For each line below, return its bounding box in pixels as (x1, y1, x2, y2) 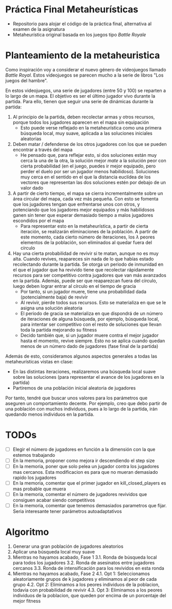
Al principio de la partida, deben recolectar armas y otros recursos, (12, 114, 155, 120)
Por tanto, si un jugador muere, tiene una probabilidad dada (20, 288, 147, 294)
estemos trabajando (12, 452, 55, 458)
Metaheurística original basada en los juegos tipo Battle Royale (12, 31, 146, 38)
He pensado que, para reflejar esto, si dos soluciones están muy (20, 152, 157, 158)
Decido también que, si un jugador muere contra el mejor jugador (20, 332, 159, 338)
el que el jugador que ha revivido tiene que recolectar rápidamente (12, 266, 154, 273)
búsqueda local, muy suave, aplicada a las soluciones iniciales (20, 130, 152, 136)
